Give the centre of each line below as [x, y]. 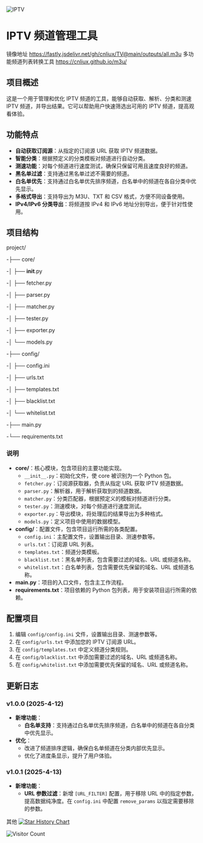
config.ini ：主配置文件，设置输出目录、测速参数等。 [91, 536]
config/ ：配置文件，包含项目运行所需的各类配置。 [78, 529]
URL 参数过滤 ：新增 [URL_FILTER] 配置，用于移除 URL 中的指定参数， [111, 794]
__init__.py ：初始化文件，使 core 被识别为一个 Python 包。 [99, 475]
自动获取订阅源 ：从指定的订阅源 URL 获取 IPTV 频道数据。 [88, 151]
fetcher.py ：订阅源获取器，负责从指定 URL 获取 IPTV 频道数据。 [105, 483]
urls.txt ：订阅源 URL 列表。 [60, 544]
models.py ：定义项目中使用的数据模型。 [74, 521]
